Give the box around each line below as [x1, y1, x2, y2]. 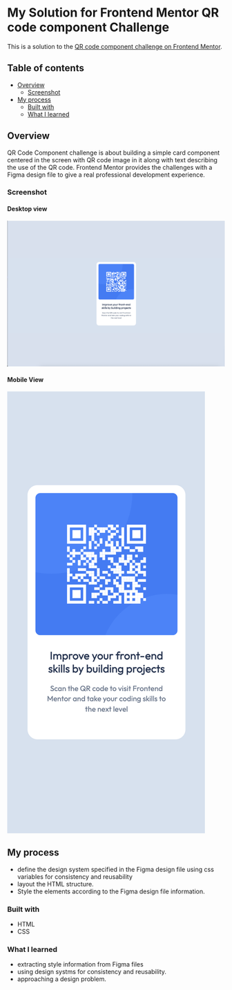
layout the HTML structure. [17, 880, 95, 888]
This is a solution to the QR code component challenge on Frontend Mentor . [7, 42, 222, 50]
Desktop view [7, 205, 48, 213]
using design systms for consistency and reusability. [17, 968, 167, 976]
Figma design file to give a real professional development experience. [7, 171, 205, 179]
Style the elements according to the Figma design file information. [17, 887, 205, 895]
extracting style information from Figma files [17, 960, 144, 969]
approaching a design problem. [17, 975, 107, 983]
